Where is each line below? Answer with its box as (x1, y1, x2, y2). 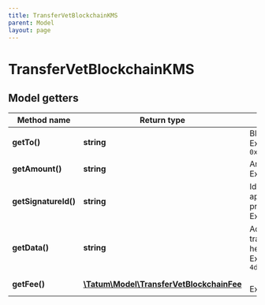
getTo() (12, 137, 41, 148)
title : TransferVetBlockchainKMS (8, 11, 118, 20)
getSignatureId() (12, 196, 77, 207)
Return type (139, 115, 185, 126)
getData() (12, 242, 50, 253)
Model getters (8, 91, 79, 105)
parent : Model (8, 19, 55, 27)
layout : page (8, 26, 51, 34)
